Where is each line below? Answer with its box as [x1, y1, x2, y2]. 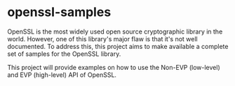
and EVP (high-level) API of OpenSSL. [7, 71, 117, 79]
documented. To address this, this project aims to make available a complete [7, 42, 229, 50]
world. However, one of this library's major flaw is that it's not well [7, 34, 198, 43]
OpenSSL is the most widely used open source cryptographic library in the [7, 27, 223, 36]
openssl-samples [7, 4, 112, 20]
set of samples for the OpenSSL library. [7, 50, 121, 58]
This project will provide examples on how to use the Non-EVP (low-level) [7, 63, 220, 71]
